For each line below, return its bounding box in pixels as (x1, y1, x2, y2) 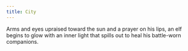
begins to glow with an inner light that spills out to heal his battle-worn (6, 31, 181, 39)
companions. (6, 38, 39, 45)
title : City (6, 8, 36, 15)
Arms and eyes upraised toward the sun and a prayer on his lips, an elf (6, 25, 183, 32)
